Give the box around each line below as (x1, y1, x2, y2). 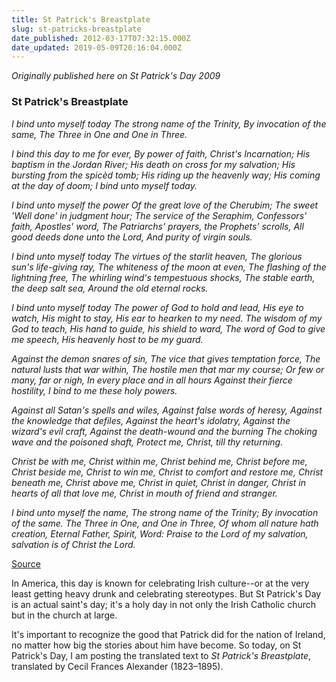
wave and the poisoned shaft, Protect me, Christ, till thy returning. (11, 436, 284, 448)
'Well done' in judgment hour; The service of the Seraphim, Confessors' (11, 209, 308, 221)
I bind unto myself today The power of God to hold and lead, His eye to (11, 301, 304, 313)
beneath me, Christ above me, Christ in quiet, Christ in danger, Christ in (11, 476, 306, 488)
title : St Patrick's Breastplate (11, 14, 151, 25)
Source (11, 557, 41, 570)
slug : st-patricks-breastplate (11, 24, 142, 34)
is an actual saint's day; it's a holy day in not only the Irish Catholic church (11, 598, 316, 610)
